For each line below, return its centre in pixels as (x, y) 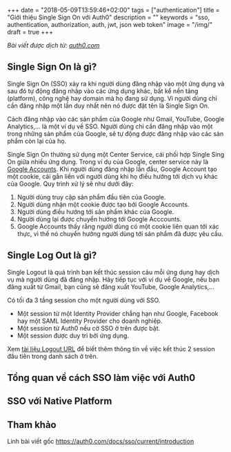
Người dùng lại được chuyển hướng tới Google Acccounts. (99, 219)
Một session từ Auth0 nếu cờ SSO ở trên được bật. (89, 328)
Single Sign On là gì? (52, 67)
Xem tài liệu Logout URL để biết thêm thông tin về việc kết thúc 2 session (111, 348)
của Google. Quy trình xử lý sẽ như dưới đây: (70, 184)
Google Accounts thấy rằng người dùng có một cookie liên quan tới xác (118, 226)
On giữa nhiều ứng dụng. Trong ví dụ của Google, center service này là (108, 161)
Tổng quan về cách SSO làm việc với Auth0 (101, 378)
